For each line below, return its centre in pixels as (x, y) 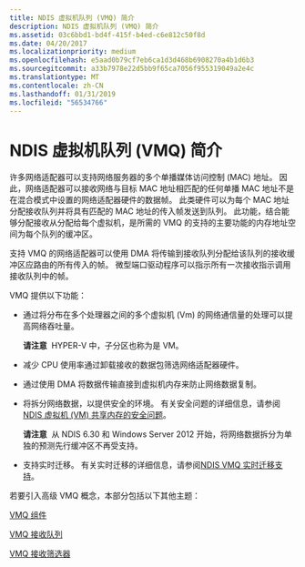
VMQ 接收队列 (36, 534)
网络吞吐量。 (55, 326)
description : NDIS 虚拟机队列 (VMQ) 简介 (84, 26)
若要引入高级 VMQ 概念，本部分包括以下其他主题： (105, 496)
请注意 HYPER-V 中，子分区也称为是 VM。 (103, 346)
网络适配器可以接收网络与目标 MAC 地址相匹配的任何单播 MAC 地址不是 (159, 188)
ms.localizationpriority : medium (73, 52)
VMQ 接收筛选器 (40, 554)
